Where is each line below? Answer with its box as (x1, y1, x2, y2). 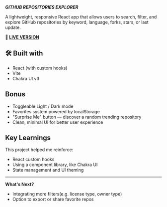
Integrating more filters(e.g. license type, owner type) (12, 191, 122, 197)
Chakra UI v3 (12, 75, 40, 81)
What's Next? (5, 182, 34, 188)
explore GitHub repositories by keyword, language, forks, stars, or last (5, 19, 149, 25)
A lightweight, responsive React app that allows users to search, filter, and (5, 14, 157, 19)
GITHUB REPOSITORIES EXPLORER (5, 4, 79, 10)
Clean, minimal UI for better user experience (12, 119, 103, 125)
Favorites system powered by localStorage (12, 108, 100, 114)
